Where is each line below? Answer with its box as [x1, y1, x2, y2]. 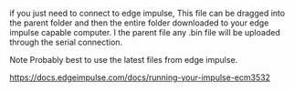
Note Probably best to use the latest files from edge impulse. [9, 55, 238, 65]
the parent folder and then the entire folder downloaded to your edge [9, 17, 269, 28]
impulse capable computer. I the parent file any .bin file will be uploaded [9, 27, 280, 37]
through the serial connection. [9, 36, 123, 47]
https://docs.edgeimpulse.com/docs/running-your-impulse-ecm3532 [9, 72, 271, 83]
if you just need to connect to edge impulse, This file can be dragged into [9, 8, 286, 18]
